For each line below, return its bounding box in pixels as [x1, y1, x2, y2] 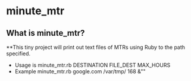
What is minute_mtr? [6, 28, 85, 38]
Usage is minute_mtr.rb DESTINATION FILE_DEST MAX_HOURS [14, 61, 171, 68]
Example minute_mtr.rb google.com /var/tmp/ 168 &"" [14, 68, 146, 75]
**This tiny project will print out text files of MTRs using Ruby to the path [6, 43, 186, 51]
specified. [6, 50, 31, 57]
